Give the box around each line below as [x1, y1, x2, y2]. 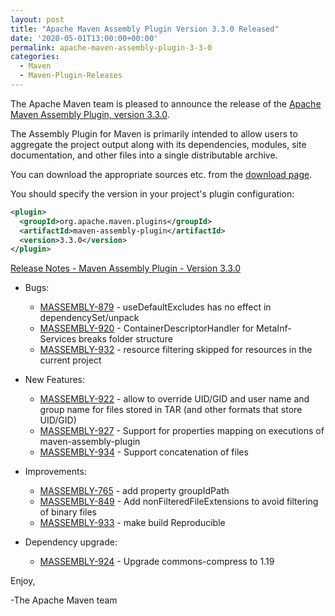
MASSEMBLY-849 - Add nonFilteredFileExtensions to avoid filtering [39, 496, 319, 508]
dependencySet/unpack [39, 312, 140, 324]
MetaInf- [256, 322, 292, 335]
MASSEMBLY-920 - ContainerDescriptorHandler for [39, 322, 255, 335]
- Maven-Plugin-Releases [19, 71, 123, 81]
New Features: [24, 374, 86, 386]
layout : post [10, 14, 65, 25]
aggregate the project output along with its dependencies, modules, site [10, 138, 307, 150]
